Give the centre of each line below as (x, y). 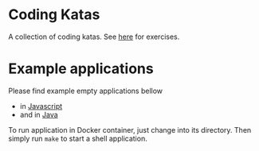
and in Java (39, 114)
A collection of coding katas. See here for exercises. (94, 37)
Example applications (81, 69)
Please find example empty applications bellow (86, 91)
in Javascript (41, 106)
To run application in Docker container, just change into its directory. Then (130, 130)
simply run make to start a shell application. (78, 138)
